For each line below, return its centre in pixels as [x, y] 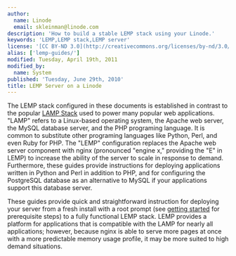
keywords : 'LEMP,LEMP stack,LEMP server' [69, 40]
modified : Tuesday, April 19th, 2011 [63, 60]
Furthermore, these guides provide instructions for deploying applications [114, 165]
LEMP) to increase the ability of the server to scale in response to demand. [115, 158]
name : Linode [33, 20]
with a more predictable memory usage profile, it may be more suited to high [118, 239]
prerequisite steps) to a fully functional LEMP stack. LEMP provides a [107, 217]
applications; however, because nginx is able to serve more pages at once [115, 231]
